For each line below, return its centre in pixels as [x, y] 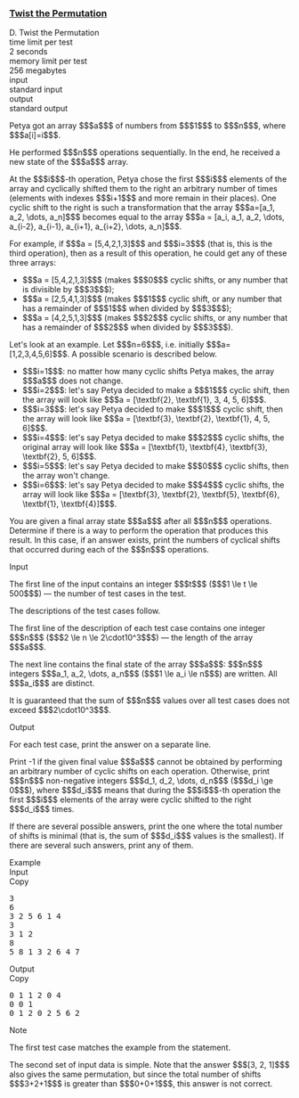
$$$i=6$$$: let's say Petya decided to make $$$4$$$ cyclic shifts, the [153, 485]
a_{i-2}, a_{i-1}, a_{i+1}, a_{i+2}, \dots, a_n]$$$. [96, 226]
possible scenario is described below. [148, 354]
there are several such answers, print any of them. [101, 846]
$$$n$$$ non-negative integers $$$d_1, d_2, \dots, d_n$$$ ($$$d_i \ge [141, 781]
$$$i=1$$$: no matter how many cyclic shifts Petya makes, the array [148, 372]
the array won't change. [66, 476]
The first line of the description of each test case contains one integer [137, 628]
